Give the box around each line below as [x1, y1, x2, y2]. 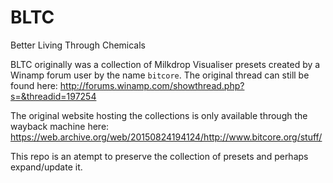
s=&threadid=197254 [10, 90, 97, 102]
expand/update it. [10, 161, 83, 173]
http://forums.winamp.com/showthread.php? [59, 79, 245, 91]
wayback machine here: [10, 120, 110, 132]
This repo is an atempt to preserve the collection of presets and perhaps [10, 150, 309, 162]
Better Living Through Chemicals [10, 39, 147, 51]
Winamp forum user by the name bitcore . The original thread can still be [10, 69, 310, 81]
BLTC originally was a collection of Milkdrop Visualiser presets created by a [10, 58, 321, 70]
